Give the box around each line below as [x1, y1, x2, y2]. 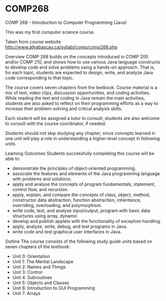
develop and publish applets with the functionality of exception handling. [12, 218, 162, 224]
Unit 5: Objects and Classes [12, 280, 70, 286]
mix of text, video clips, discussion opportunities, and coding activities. [5, 90, 151, 96]
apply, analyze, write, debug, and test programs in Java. [12, 223, 128, 229]
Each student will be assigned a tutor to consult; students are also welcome [5, 115, 160, 121]
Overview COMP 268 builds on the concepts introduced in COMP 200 [5, 53, 149, 60]
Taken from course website [5, 38, 61, 45]
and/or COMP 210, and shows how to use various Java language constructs [5, 59, 161, 65]
